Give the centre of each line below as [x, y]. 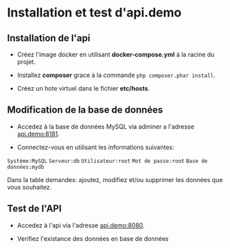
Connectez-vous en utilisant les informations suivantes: [96, 147]
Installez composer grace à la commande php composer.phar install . [116, 75]
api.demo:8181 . [38, 134]
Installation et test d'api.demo [94, 13]
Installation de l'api [49, 38]
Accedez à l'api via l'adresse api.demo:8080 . [81, 225]
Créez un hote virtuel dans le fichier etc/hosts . [83, 88]
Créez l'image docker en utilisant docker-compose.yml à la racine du [116, 54]
